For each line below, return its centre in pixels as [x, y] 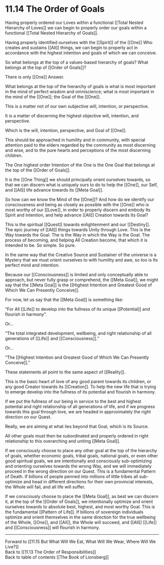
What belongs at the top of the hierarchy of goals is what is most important [80, 86]
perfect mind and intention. [32, 265]
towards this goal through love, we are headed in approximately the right [78, 412]
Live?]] [12, 546]
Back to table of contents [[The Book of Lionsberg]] [57, 557]
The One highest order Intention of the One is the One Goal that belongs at [80, 165]
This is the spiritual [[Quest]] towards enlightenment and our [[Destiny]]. [78, 224]
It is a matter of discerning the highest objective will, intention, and [72, 115]
